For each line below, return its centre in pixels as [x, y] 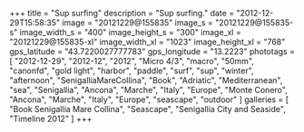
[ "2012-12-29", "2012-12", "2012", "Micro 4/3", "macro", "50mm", [132, 61]
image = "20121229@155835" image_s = [137, 23]
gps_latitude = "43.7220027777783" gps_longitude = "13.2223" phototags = [152, 52]
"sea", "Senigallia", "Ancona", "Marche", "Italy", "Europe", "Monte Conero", [148, 90]
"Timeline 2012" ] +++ [51, 118]
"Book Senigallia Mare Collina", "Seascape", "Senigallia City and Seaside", [147, 109]
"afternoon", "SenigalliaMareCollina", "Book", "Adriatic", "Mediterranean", [146, 80]
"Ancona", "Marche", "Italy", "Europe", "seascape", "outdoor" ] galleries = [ [149, 99]
